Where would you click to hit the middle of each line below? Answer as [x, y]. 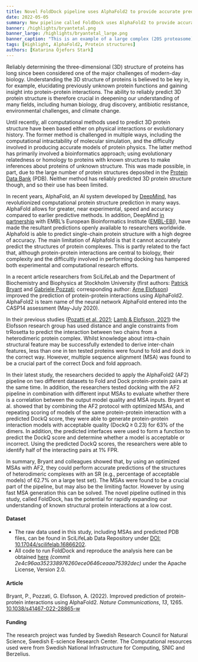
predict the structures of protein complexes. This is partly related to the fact [98, 246]
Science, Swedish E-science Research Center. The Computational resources [99, 641]
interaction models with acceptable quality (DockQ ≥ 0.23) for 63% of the [95, 425]
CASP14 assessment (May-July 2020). [53, 308]
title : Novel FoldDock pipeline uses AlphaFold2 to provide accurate [93, 12]
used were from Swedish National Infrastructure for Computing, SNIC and [95, 648]
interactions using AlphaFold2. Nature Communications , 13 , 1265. [104, 602]
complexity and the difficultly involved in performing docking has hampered [98, 259]
